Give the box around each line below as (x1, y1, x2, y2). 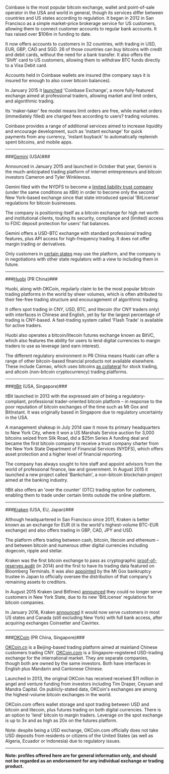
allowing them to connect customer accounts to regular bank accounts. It (5, 26, 157, 32)
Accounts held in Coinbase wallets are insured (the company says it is (5, 72, 150, 78)
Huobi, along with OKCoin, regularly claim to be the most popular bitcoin (5, 286, 155, 292)
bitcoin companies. (5, 599, 45, 605)
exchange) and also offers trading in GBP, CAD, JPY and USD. (5, 527, 133, 533)
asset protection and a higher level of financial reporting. (5, 451, 123, 457)
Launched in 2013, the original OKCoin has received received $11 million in (5, 676, 159, 681)
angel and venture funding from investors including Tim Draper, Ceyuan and (5, 681, 163, 687)
